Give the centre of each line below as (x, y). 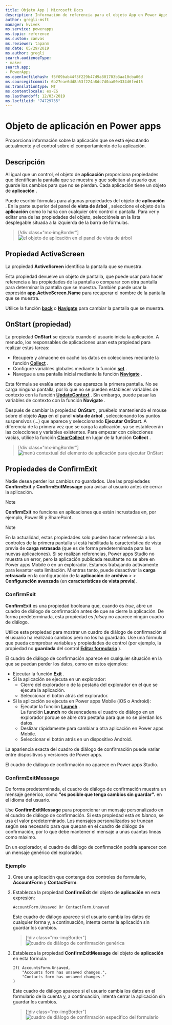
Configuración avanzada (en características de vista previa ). (71, 581)
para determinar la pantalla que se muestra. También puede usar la (76, 287)
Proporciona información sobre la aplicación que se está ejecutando (77, 140)
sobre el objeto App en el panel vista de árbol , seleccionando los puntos (83, 415)
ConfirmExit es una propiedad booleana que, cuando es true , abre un (79, 605)
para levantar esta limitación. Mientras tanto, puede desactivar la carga (81, 570)
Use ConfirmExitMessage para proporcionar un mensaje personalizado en (84, 810)
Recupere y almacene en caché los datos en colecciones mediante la (86, 357)
